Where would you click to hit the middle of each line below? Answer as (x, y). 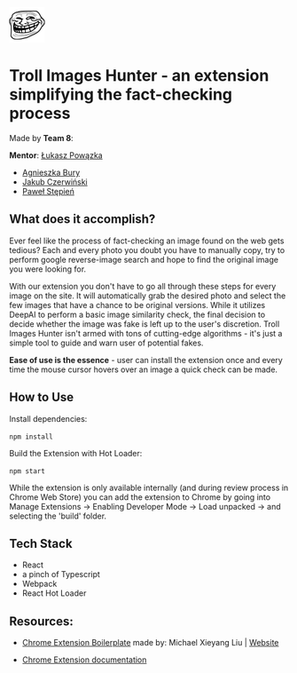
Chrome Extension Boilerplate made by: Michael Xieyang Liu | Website (150, 643)
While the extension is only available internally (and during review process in (149, 487)
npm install (31, 437)
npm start (27, 471)
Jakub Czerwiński (55, 182)
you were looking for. (48, 269)
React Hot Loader (54, 593)
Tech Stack (41, 543)
